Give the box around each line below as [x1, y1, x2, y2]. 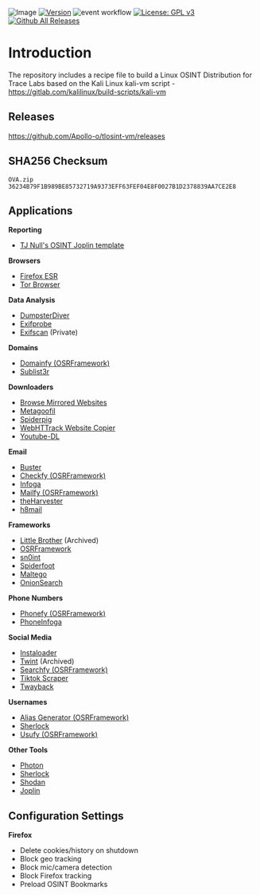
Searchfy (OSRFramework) [19, 665, 109, 674]
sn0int [19, 553, 41, 562]
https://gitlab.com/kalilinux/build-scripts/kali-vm [8, 87, 167, 96]
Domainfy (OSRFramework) [19, 358, 110, 368]
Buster [19, 463, 42, 472]
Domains [8, 343, 38, 353]
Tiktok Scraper [19, 674, 69, 683]
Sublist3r [19, 367, 50, 377]
